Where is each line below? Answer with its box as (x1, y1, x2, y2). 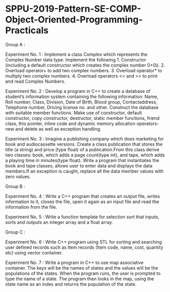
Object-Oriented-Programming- (5, 14, 143, 25)
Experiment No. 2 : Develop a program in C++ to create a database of (5, 88, 151, 94)
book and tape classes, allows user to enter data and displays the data (5, 163, 153, 169)
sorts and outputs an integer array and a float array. (5, 219, 113, 225)
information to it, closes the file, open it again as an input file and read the (5, 199, 159, 205)
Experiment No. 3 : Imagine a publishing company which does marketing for (5, 136, 164, 142)
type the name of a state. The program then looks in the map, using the (5, 275, 154, 282)
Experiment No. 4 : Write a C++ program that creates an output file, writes (5, 193, 160, 199)
